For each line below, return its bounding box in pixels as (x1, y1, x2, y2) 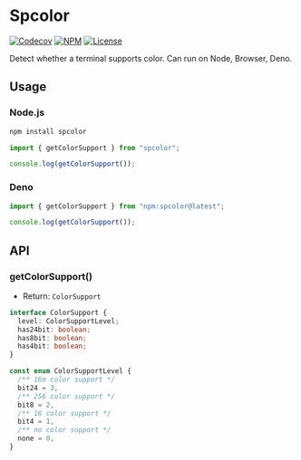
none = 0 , (17, 434, 54, 444)
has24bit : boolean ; (17, 325, 92, 334)
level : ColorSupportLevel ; (17, 316, 120, 326)
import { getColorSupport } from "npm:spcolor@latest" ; (9, 201, 225, 211)
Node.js (9, 106, 45, 119)
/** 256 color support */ (17, 391, 116, 401)
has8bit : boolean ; (17, 333, 88, 342)
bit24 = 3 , (17, 383, 59, 392)
